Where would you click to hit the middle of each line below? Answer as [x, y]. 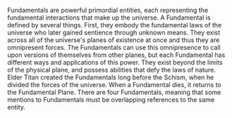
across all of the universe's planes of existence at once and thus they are [114, 40]
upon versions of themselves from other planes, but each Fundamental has [116, 55]
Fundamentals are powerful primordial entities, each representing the [108, 10]
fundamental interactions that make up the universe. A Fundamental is [109, 18]
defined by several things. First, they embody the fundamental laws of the [115, 25]
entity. [17, 107]
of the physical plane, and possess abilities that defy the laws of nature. [112, 70]
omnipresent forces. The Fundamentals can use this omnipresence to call [114, 47]
